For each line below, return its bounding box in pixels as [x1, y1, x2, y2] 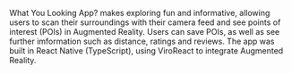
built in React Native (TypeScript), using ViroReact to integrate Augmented [9, 45, 284, 56]
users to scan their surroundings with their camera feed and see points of [9, 17, 281, 28]
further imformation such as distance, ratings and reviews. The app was [9, 36, 275, 46]
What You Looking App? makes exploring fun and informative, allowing [9, 8, 271, 18]
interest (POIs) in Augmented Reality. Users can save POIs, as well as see [9, 27, 280, 37]
